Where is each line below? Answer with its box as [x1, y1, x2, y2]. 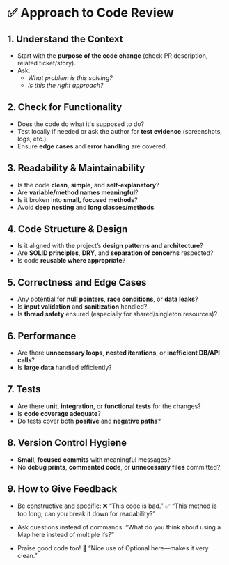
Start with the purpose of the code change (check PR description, [17, 52, 208, 60]
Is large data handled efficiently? [17, 364, 113, 372]
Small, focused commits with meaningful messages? [17, 455, 171, 464]
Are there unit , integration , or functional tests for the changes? [17, 402, 201, 410]
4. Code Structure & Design [7, 223, 128, 235]
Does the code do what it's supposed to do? [17, 120, 145, 128]
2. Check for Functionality [7, 101, 123, 113]
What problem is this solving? [27, 74, 113, 82]
